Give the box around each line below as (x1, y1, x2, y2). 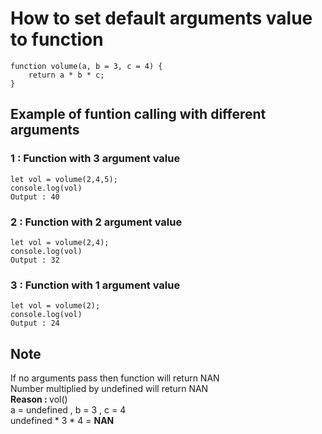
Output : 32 (10, 255, 60, 265)
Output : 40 (10, 192, 60, 202)
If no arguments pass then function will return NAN (10, 372, 220, 384)
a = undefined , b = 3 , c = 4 (10, 404, 127, 416)
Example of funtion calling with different (10, 106, 267, 123)
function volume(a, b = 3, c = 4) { (10, 61, 163, 71)
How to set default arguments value (10, 7, 313, 30)
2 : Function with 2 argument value (10, 215, 183, 229)
